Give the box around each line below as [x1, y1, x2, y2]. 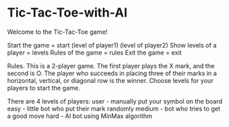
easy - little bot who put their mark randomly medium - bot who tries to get [7, 104, 221, 113]
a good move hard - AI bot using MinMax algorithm [7, 112, 153, 120]
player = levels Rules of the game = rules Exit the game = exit [7, 48, 182, 57]
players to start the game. [7, 84, 81, 92]
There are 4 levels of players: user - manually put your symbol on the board [7, 97, 223, 105]
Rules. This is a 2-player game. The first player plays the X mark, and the [7, 61, 215, 70]
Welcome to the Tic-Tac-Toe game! [7, 28, 108, 36]
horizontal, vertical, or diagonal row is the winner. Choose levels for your [7, 76, 214, 84]
